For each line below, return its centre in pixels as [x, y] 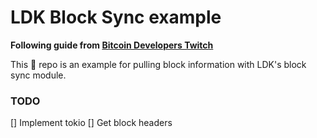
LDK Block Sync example [116, 17]
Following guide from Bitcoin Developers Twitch [112, 45]
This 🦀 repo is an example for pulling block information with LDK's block [158, 64]
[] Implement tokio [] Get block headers [91, 123]
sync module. [38, 75]
